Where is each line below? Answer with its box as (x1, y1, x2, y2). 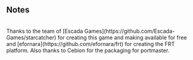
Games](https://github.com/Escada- (84, 27, 175, 35)
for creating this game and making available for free (57, 33, 187, 41)
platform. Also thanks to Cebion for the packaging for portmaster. (6, 47, 170, 54)
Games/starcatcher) (6, 33, 56, 41)
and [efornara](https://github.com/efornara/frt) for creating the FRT (6, 40, 175, 47)
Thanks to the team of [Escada (6, 27, 83, 35)
